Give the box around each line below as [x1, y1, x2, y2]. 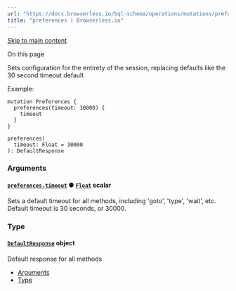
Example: [7, 84, 34, 93]
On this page [7, 50, 44, 58]
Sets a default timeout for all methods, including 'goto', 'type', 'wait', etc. [7, 196, 216, 205]
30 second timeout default [7, 71, 84, 79]
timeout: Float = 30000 [13, 141, 83, 148]
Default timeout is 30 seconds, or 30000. [7, 204, 126, 212]
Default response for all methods [7, 254, 103, 263]
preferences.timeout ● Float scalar [7, 181, 112, 190]
